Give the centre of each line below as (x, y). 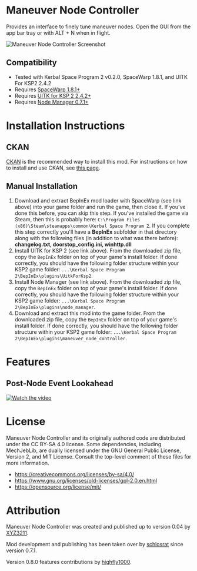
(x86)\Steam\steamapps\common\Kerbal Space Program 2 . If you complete (102, 225)
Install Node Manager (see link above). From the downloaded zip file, (98, 282)
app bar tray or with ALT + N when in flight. (58, 32)
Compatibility (31, 63)
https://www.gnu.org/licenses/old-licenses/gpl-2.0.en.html (86, 480)
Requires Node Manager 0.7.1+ (52, 102)
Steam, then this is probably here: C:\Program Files (77, 219)
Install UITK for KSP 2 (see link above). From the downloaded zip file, (98, 250)
